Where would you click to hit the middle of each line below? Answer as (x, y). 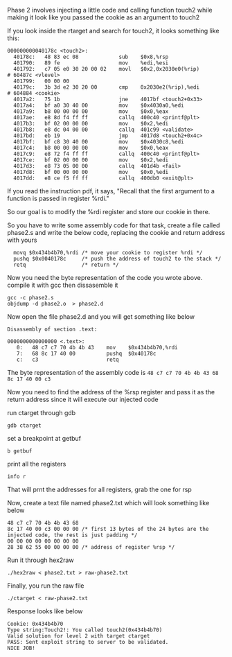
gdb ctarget (24, 426)
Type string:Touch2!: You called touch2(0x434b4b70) (85, 630)
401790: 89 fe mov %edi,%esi (91, 63)
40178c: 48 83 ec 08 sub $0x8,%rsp (91, 57)
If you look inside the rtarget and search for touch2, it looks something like (113, 31)
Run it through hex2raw (41, 560)
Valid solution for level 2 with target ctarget (79, 636)
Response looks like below (45, 611)
